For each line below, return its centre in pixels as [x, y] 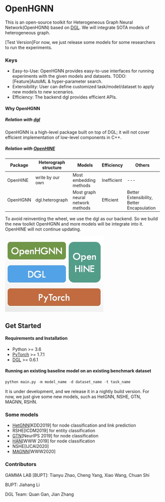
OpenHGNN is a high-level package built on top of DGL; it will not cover [77, 132]
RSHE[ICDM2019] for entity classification [54, 431]
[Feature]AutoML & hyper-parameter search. [57, 81]
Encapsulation [141, 208]
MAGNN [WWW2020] [34, 452]
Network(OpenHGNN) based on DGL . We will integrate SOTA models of [77, 27]
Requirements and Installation [36, 338]
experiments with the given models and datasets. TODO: [69, 76]
